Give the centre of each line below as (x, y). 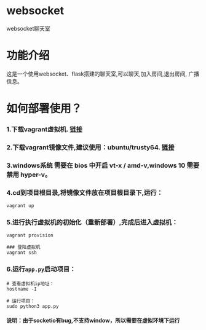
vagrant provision (30, 235)
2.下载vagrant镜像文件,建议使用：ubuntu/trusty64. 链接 (90, 147)
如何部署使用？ (44, 109)
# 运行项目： (21, 301)
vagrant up (20, 206)
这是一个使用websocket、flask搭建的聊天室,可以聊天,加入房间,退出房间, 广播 (103, 74)
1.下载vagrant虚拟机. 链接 (45, 129)
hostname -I (22, 289)
